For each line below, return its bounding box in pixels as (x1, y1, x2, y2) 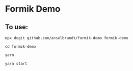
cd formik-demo (5, 44, 36, 49)
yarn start (5, 61, 27, 66)
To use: (5, 23, 28, 31)
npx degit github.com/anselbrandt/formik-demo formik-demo (5, 35, 129, 40)
